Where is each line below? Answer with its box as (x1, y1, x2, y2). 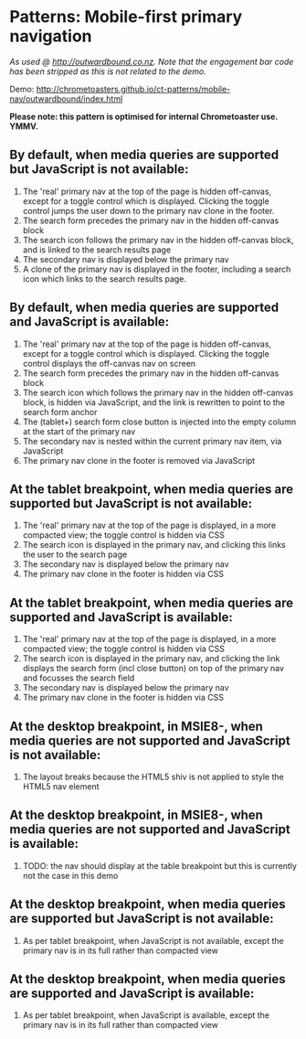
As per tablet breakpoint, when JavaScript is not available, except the (22, 935, 285, 946)
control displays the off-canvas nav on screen (22, 358, 196, 369)
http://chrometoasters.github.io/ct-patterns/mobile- (36, 83, 231, 94)
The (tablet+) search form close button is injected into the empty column (22, 416, 297, 427)
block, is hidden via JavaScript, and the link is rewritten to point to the (22, 396, 286, 408)
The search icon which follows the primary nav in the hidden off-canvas (22, 387, 294, 398)
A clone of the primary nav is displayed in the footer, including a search (22, 263, 291, 274)
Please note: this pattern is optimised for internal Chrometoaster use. (9, 111, 279, 122)
